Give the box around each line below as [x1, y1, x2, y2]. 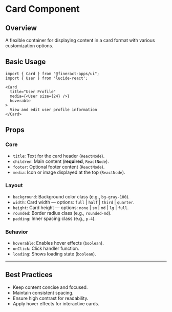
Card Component [5, 3, 80, 15]
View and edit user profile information [10, 107, 97, 112]
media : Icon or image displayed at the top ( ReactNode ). [12, 169, 125, 175]
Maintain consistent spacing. [12, 289, 74, 296]
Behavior [5, 228, 28, 235]
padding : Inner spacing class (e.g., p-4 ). [12, 215, 96, 222]
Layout [5, 182, 23, 189]
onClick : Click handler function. [12, 245, 79, 252]
